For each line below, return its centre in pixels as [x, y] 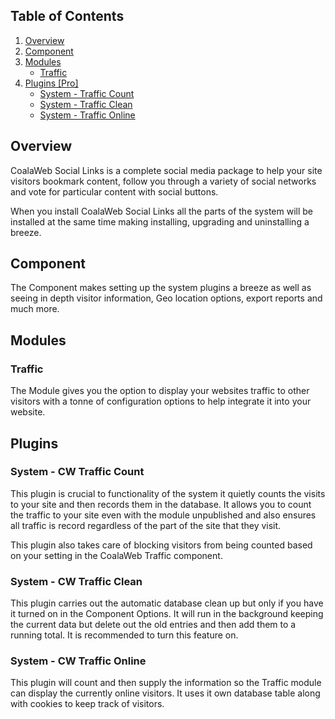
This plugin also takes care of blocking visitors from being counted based [161, 545]
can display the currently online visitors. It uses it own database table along [165, 693]
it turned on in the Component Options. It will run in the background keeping [167, 614]
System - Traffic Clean [86, 104]
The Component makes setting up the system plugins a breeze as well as [161, 288]
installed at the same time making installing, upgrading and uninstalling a [160, 221]
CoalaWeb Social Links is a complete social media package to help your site [166, 170]
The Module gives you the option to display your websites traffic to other [160, 391]
